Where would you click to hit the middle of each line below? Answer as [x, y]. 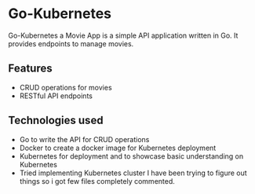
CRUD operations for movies [66, 87]
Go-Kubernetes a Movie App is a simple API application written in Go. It [123, 35]
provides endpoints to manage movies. [71, 43]
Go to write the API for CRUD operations [84, 139]
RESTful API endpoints [56, 96]
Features [30, 69]
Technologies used [56, 121]
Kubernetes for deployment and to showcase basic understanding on [131, 156]
